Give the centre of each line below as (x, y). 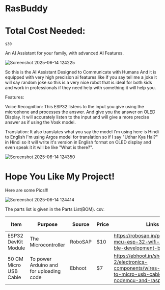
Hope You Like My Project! (60, 177)
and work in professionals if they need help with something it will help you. (81, 88)
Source (81, 224)
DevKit (15, 242)
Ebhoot (78, 268)
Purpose (48, 224)
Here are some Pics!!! (27, 190)
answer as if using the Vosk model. (41, 122)
